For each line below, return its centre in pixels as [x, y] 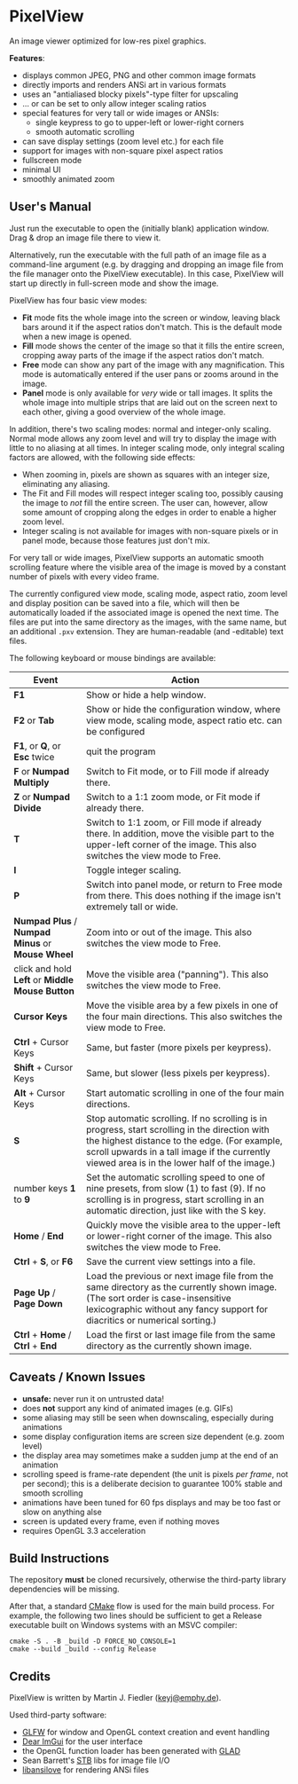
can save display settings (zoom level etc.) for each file [123, 141]
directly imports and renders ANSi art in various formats [124, 84]
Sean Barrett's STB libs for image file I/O [96, 1760]
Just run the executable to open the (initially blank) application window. [139, 228]
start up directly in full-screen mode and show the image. [114, 283]
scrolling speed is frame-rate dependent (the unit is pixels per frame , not [155, 1474]
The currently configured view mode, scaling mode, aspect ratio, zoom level [149, 593]
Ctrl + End [35, 1346]
